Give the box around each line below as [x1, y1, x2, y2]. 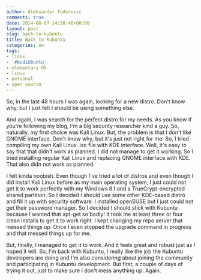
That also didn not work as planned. [6, 160, 95, 168]
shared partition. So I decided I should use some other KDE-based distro [6, 192, 186, 198]
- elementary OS [6, 64, 47, 71]
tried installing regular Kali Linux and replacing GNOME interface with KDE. [6, 154, 191, 161]
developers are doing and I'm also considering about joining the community [6, 254, 193, 261]
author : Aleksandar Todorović [6, 8, 82, 15]
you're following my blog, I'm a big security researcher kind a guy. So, [6, 123, 179, 129]
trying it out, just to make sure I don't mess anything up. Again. [6, 267, 161, 274]
